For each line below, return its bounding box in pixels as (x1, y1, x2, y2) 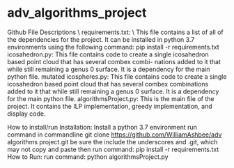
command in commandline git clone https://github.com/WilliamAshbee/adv (7, 130, 222, 139)
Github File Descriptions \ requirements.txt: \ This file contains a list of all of (7, 28, 224, 36)
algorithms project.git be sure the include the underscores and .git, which (7, 137, 218, 146)
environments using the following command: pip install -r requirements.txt (7, 43, 219, 51)
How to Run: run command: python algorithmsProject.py (7, 152, 169, 161)
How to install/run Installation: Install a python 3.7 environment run (7, 123, 197, 131)
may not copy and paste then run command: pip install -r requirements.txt (7, 145, 219, 153)
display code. (7, 109, 46, 118)
